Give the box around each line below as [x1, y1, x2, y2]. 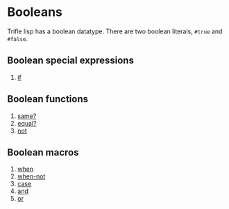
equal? [17, 119, 37, 127]
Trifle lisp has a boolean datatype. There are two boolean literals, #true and [7, 27, 223, 35]
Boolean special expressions [7, 55, 134, 67]
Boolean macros [7, 147, 79, 158]
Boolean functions [7, 93, 89, 105]
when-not [17, 172, 46, 181]
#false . [7, 34, 28, 42]
